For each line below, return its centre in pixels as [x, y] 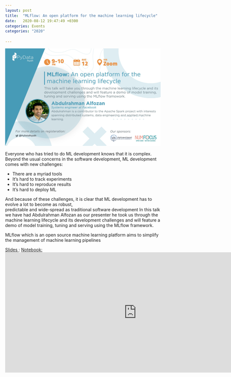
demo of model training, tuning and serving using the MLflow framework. [79, 226]
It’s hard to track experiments [42, 179]
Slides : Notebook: [24, 250]
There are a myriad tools [37, 174]
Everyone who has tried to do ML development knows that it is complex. [78, 154]
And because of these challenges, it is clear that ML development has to [78, 199]
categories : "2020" [25, 31]
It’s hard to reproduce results [42, 185]
